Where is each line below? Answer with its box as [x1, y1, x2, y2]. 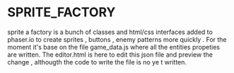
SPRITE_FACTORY [7, 4, 116, 21]
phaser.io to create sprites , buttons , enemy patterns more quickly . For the [7, 35, 228, 43]
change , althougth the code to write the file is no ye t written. [7, 57, 187, 66]
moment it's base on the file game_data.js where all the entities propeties [7, 43, 221, 51]
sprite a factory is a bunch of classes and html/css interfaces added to [7, 28, 213, 36]
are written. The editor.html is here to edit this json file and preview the [7, 50, 213, 59]
